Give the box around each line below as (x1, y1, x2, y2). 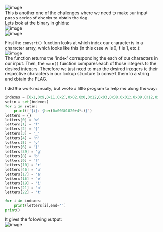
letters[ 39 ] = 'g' (5, 149, 42, 154)
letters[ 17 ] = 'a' (5, 172, 42, 177)
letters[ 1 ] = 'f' (5, 122, 40, 127)
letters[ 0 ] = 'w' (5, 117, 40, 123)
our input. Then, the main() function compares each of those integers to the (5, 61, 157, 66)
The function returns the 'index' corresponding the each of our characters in (5, 55, 158, 61)
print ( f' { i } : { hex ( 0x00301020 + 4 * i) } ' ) (14, 108, 92, 113)
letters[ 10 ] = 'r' (5, 163, 42, 168)
